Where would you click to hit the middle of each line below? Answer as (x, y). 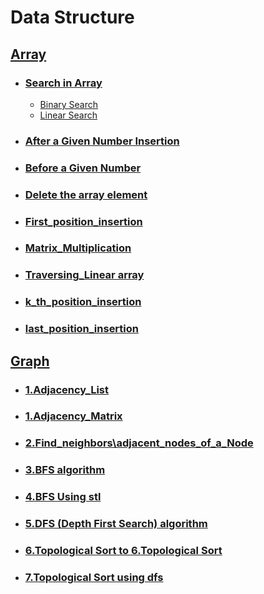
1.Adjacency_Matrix (73, 416)
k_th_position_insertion (83, 302)
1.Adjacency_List (67, 389)
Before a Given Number (83, 168)
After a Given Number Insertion (102, 141)
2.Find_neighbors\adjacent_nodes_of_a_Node (139, 443)
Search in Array (63, 83)
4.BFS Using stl (63, 497)
